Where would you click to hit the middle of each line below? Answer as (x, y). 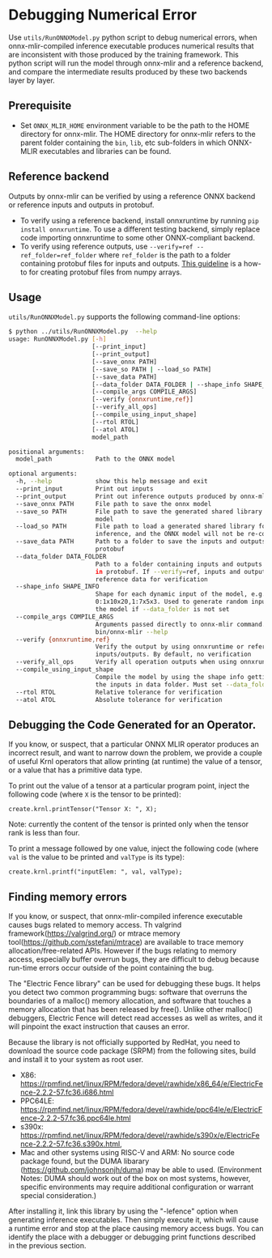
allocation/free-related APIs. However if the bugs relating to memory (123, 950)
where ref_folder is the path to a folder (164, 255)
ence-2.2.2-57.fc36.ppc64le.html (75, 1118)
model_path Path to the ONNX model (96, 459)
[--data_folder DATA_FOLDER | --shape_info (166, 385)
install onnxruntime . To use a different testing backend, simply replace (140, 229)
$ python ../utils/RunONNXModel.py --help (83, 332)
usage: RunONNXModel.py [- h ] (57, 339)
